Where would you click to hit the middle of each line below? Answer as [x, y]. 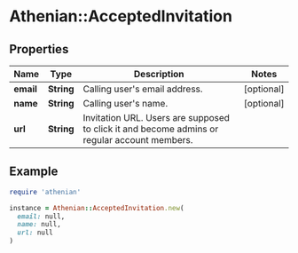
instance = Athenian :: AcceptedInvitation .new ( [97, 208]
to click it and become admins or [151, 129]
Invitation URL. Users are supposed [157, 118]
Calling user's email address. [143, 89]
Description [159, 74]
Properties [39, 49]
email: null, [41, 216]
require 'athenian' [45, 192]
